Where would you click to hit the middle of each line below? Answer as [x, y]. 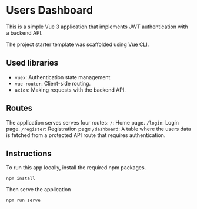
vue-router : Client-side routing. [53, 83]
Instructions [29, 153]
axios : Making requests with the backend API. [70, 90]
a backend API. [24, 32]
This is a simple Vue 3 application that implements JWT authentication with [97, 27]
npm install [21, 179]
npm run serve [24, 200]
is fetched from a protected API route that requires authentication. [86, 135]
